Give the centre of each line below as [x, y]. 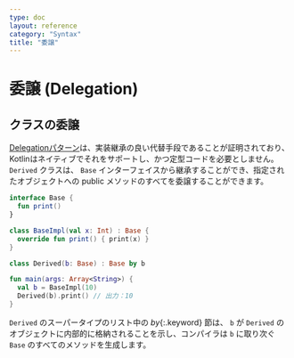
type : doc [28, 17]
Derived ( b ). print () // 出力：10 [75, 296]
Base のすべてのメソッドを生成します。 [80, 345]
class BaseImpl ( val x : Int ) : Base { [79, 231]
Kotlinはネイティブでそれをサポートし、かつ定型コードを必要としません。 [144, 159]
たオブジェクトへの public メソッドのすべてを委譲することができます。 [139, 181]
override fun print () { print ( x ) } [83, 239]
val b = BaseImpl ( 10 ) [57, 288]
